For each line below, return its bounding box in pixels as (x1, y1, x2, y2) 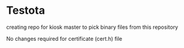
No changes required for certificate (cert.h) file (6, 35, 123, 42)
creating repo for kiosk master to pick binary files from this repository (6, 23, 179, 31)
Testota (6, 4, 45, 17)
